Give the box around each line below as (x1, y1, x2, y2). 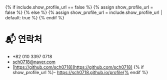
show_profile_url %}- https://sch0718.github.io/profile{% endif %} (12, 69, 148, 75)
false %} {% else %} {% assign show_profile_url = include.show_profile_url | (5, 9, 162, 15)
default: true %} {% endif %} (5, 15, 64, 20)
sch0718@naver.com (12, 59, 56, 65)
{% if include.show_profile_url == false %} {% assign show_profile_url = (5, 4, 153, 10)
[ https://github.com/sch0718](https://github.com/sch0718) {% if (12, 64, 144, 70)
